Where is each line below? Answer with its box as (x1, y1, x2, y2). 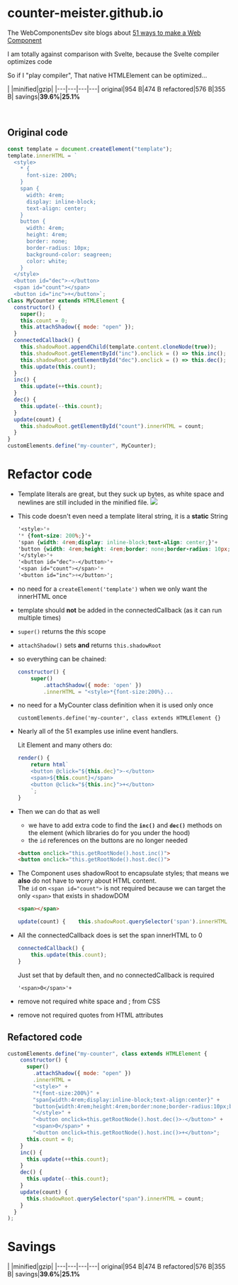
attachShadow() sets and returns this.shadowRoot (17, 641, 161, 649)
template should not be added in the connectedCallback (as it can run (17, 605, 222, 614)
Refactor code (7, 466, 93, 482)
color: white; (25, 258, 69, 265)
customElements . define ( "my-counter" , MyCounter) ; (7, 442, 157, 450)
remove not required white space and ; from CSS (17, 997, 161, 1005)
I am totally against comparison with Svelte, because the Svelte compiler (7, 50, 220, 58)
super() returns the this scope (17, 627, 106, 636)
